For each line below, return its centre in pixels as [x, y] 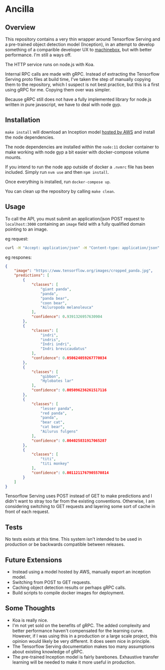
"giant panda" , [56, 289]
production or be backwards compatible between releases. [65, 545]
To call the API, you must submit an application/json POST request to [75, 219]
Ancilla [20, 9]
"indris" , [50, 340]
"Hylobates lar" [57, 381]
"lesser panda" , [57, 408]
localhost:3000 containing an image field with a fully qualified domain [75, 224]
